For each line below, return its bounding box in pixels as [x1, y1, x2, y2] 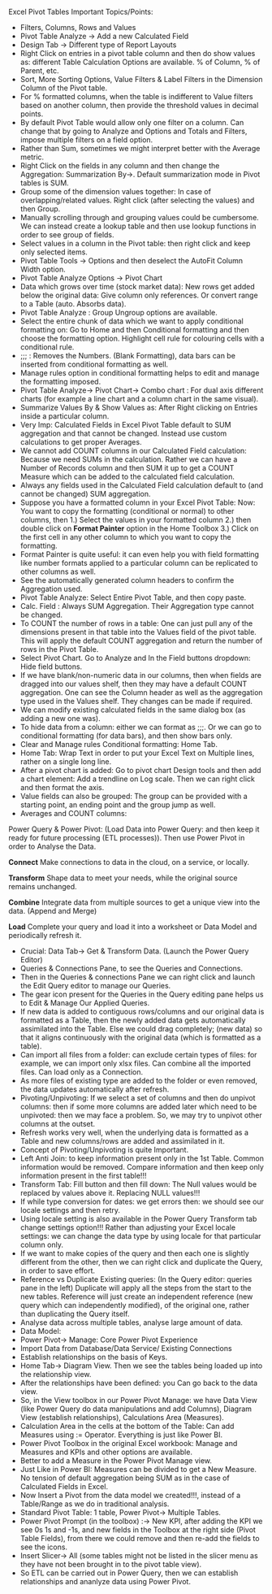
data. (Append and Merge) [8, 906, 97, 915]
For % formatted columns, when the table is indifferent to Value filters [19, 92, 253, 101]
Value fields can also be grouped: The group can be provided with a [19, 792, 248, 801]
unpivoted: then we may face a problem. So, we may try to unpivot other [19, 1110, 262, 1120]
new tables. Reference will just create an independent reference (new [19, 1292, 253, 1301]
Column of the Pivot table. [19, 83, 108, 93]
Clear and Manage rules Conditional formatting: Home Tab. [19, 740, 218, 749]
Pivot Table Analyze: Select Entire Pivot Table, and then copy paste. [19, 593, 247, 602]
